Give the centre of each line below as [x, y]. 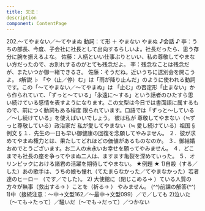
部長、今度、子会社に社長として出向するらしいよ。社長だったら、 [100, 49]
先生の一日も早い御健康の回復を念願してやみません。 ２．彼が [112, 133]
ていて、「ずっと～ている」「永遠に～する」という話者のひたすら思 [110, 95]
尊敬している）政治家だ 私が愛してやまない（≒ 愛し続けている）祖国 [104, 125]
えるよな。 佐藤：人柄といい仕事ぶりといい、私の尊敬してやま [111, 57]
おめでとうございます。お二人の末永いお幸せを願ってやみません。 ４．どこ [100, 149]
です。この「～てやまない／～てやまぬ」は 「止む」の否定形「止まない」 [98, 87]
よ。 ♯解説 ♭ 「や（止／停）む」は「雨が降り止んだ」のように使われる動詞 [101, 80]
